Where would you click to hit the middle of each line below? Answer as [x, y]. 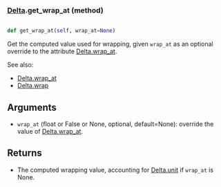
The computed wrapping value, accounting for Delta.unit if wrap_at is [115, 170]
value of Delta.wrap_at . [50, 131]
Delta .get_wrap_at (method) [55, 10]
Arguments [32, 107]
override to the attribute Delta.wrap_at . [62, 51]
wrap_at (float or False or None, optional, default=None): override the [115, 124]
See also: [20, 65]
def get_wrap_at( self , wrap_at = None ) [61, 31]
